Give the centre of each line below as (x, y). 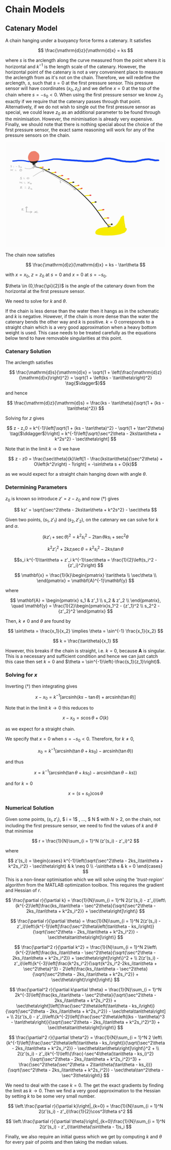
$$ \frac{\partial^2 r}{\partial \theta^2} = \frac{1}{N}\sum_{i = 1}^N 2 (80, 1038)
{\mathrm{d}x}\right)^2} (44, 378)
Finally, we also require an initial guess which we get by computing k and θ (84, 1137)
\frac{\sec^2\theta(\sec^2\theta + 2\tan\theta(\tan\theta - (78, 1065)
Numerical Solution (30, 808)
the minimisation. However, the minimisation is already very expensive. (79, 119)
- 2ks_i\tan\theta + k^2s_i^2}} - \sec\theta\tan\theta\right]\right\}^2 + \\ (85, 1048)
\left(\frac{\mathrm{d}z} (136, 372)
